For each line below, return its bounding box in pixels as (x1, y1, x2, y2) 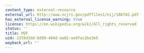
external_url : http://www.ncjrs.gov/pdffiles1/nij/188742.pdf (5, 12, 139, 17)
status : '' (5, 26, 28, 31)
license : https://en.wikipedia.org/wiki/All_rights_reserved (5, 21, 137, 27)
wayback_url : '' (5, 40, 39, 45)
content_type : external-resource (5, 7, 76, 13)
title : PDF (5, 31, 28, 36)
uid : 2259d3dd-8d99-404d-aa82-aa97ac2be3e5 (5, 36, 99, 41)
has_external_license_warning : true (5, 17, 82, 22)
